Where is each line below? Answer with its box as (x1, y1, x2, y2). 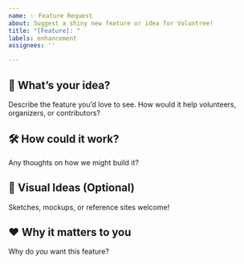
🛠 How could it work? (8, 132, 120, 146)
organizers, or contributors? (8, 108, 101, 117)
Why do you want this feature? (8, 246, 110, 257)
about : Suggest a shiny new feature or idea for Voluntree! (8, 19, 214, 27)
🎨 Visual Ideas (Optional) (8, 181, 135, 195)
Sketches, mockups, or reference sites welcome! (8, 202, 170, 212)
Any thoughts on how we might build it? (8, 157, 139, 167)
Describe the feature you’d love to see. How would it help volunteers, (8, 100, 237, 109)
